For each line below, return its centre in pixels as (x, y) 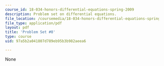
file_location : (20, 18)
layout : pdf (17, 28)
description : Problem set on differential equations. (61, 14)
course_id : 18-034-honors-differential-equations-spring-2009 (70, 9)
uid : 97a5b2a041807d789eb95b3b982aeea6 (46, 41)
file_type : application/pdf (34, 23)
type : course (18, 37)
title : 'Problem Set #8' (30, 32)
